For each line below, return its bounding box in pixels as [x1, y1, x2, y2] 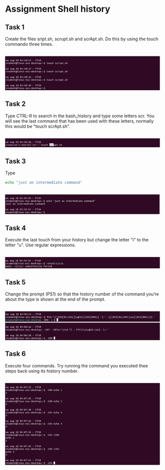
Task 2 [5, 100, 26, 108]
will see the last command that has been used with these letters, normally [5, 118, 154, 124]
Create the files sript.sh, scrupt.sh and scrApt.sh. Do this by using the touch [5, 36, 159, 42]
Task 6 [5, 350, 26, 358]
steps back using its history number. [5, 368, 79, 374]
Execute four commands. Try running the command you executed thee [5, 363, 148, 368]
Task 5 [5, 278, 26, 287]
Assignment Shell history [5, 3, 110, 15]
